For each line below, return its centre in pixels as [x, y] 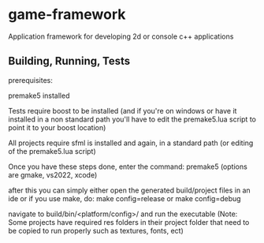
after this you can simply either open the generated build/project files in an [129, 190]
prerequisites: [31, 80]
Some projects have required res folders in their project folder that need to [129, 222]
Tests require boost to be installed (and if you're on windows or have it [123, 110]
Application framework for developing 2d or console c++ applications [121, 36]
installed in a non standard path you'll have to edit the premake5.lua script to [132, 119]
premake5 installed [39, 95]
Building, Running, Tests [69, 61]
